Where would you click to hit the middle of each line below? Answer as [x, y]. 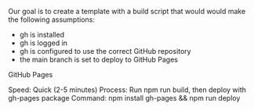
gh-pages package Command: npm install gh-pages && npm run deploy [124, 98]
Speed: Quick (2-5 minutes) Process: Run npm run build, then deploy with [127, 90]
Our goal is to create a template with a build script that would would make [127, 11]
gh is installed [42, 35]
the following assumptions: [52, 20]
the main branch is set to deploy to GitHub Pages [99, 59]
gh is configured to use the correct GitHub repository [105, 51]
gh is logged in [44, 43]
